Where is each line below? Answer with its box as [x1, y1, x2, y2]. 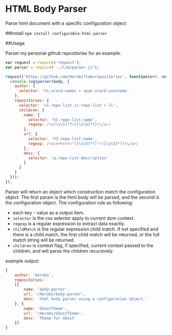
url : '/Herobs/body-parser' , [24, 292, 86, 297]
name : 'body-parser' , [24, 287, 70, 292]
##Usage [5, 40, 25, 46]
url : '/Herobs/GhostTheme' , [24, 311, 83, 316]
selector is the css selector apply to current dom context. [12, 215, 135, 221]
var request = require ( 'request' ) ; [5, 60, 81, 65]
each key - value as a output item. [12, 209, 84, 216]
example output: [5, 258, 40, 264]
